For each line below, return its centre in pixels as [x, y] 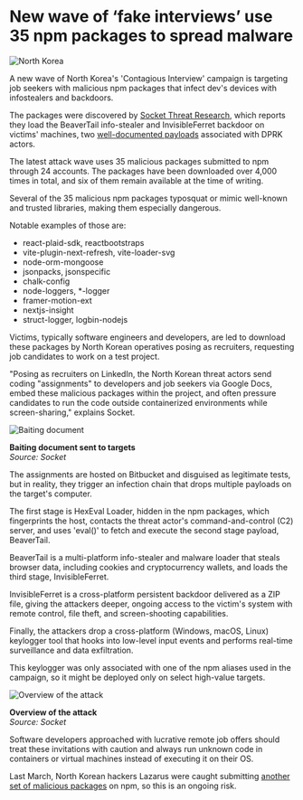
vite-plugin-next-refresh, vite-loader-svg [99, 252]
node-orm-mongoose [63, 262]
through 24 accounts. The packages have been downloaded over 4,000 [143, 171]
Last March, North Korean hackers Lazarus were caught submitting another [150, 776]
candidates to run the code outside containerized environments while [139, 402]
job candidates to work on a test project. [85, 356]
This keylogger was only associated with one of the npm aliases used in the [150, 667]
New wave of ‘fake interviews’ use [141, 17]
